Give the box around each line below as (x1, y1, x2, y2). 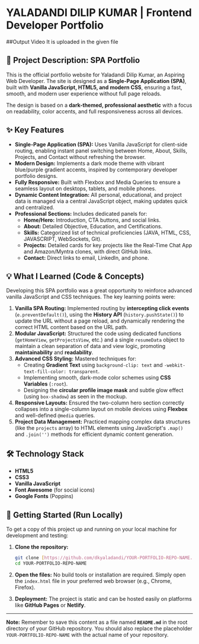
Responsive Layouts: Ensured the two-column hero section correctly (14, 399, 185, 406)
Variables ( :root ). (23, 380, 68, 388)
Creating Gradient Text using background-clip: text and (23, 362, 163, 369)
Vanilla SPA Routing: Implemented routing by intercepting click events (14, 305, 190, 312)
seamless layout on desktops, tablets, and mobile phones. (14, 184, 157, 192)
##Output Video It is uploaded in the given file (6, 38, 118, 45)
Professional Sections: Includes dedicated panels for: (14, 210, 147, 217)
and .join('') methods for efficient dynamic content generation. (14, 431, 174, 438)
